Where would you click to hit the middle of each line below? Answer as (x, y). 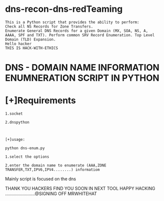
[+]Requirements (41, 101)
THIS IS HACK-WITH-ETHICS (31, 48)
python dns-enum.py (25, 148)
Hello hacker (18, 44)
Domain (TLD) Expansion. (30, 39)
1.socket (14, 114)
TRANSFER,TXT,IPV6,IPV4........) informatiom (52, 170)
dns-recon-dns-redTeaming (64, 9)
